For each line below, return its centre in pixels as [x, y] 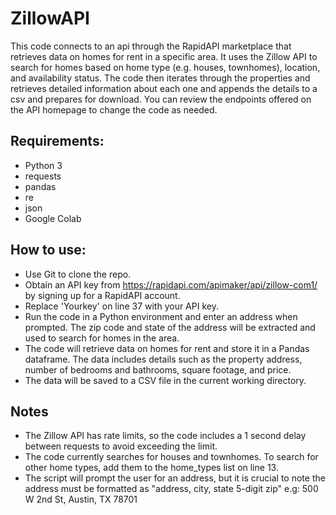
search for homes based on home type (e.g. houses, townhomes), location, [165, 67]
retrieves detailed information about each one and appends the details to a [164, 88]
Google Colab [53, 218]
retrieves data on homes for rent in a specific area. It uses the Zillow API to [164, 56]
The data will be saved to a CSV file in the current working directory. [165, 380]
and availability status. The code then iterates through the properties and [160, 78]
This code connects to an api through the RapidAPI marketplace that [151, 46]
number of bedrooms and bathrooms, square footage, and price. [158, 369]
